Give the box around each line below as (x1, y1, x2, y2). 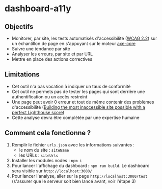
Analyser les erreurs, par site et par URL (11, 51, 93, 57)
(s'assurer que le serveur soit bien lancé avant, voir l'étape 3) (11, 178, 136, 184)
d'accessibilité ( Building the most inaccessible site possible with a (11, 104, 145, 110)
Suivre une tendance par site (11, 46, 70, 51)
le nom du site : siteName (19, 147, 69, 153)
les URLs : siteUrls (19, 152, 58, 158)
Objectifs (4, 23, 34, 31)
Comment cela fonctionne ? (4, 129, 91, 137)
